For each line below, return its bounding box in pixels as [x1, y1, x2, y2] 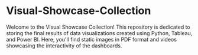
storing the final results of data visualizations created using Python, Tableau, [6, 29, 193, 36]
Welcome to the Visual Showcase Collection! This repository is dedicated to [6, 23, 190, 30]
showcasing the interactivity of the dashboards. [6, 42, 122, 49]
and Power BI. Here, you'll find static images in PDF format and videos [6, 36, 177, 43]
